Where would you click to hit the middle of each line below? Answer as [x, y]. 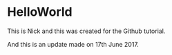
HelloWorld [40, 12]
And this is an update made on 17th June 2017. [73, 44]
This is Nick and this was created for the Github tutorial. [86, 31]
